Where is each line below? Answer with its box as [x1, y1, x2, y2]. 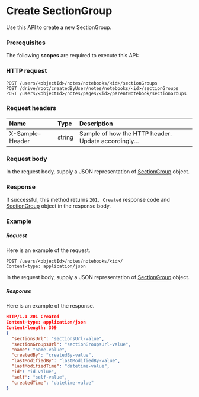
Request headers [6, 104, 57, 112]
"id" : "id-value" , [11, 369, 57, 375]
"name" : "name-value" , [11, 347, 68, 353]
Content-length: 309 [6, 325, 57, 331]
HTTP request [6, 67, 47, 75]
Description [79, 120, 114, 128]
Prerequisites [6, 38, 46, 47]
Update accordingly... [79, 137, 139, 145]
